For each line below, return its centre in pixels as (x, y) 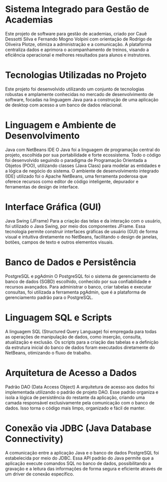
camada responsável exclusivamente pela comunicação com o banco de (80, 402)
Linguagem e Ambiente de (61, 125)
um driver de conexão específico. (40, 474)
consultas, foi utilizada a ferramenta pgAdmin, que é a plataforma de (76, 292)
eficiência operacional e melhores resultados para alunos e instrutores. (78, 55)
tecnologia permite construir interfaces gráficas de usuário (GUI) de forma (82, 231)
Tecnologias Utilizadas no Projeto (76, 75)
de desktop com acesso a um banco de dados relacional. (64, 105)
